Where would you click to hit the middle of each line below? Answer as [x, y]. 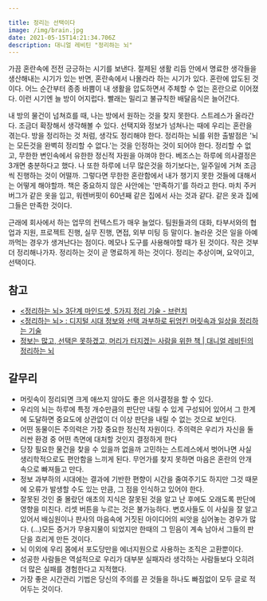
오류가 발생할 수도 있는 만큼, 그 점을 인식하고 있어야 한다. [116, 489]
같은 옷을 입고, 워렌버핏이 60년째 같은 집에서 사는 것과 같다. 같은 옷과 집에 [144, 196]
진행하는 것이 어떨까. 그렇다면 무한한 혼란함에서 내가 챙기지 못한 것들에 [126, 176]
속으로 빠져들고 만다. [52, 469]
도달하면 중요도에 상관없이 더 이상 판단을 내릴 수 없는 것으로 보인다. [132, 419]
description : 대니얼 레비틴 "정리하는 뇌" [71, 45]
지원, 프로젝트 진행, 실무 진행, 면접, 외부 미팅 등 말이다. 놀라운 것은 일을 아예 [140, 233]
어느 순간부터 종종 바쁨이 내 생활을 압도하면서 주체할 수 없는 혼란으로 [131, 89]
